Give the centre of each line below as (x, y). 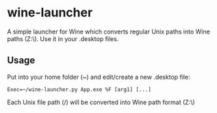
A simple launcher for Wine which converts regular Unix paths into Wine (108, 32)
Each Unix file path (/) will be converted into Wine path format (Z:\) (101, 102)
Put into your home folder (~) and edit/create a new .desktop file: (99, 77)
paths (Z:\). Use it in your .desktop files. (63, 38)
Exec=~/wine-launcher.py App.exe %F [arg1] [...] (79, 89)
